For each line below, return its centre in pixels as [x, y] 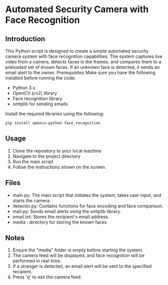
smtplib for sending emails [40, 104]
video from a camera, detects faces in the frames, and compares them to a [83, 62]
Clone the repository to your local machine [57, 151]
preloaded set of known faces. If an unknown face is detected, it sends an [82, 67]
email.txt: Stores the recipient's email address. [61, 217]
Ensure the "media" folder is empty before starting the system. [78, 250]
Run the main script [33, 161]
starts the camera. [32, 200]
